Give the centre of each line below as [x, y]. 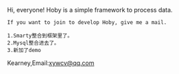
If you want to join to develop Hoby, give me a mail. [87, 23]
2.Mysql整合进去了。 [33, 43]
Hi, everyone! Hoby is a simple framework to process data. [90, 10]
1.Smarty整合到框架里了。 [40, 36]
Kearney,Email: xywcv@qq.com [51, 63]
